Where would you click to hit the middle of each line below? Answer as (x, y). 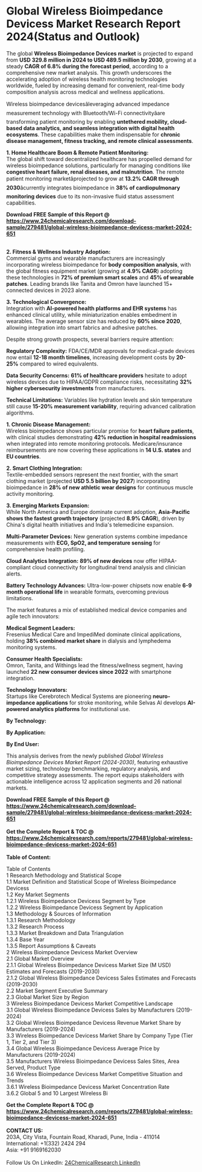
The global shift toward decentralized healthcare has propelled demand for (99, 159)
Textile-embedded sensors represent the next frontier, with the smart (92, 474)
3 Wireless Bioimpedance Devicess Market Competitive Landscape (90, 1003)
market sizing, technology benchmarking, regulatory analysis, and (88, 768)
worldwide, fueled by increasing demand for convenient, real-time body (96, 85)
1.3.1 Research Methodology (41, 920)
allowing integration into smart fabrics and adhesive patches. (82, 328)
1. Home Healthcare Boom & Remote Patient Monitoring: (77, 153)
